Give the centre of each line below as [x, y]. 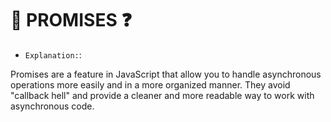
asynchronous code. [52, 106]
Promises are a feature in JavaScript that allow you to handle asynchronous [166, 74]
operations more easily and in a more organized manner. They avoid [150, 84]
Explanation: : [53, 54]
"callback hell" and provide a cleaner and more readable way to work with [162, 95]
